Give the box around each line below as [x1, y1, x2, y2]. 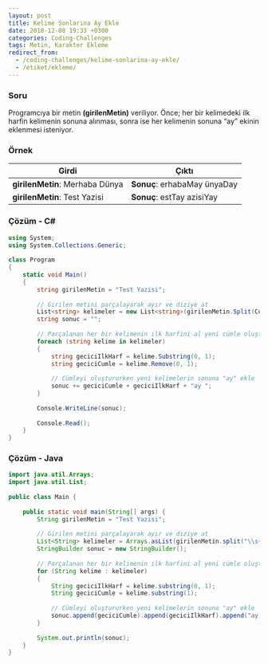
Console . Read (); [37, 419, 91, 427]
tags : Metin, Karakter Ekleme [8, 41, 109, 49]
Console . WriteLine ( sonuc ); [37, 404, 127, 412]
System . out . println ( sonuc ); [37, 634, 130, 642]
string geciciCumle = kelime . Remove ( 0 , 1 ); [50, 360, 198, 367]
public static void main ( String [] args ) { [22, 508, 166, 516]
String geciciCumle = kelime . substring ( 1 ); [50, 589, 198, 598]
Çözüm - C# [8, 216, 56, 227]
